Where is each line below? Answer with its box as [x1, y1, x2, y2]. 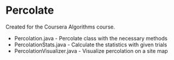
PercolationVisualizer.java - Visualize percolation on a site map [14, 47, 168, 54]
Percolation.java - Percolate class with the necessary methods [14, 34, 168, 42]
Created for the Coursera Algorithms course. [5, 23, 116, 30]
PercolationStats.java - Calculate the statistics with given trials [14, 41, 167, 48]
